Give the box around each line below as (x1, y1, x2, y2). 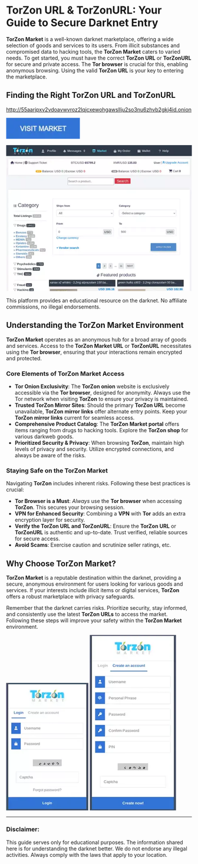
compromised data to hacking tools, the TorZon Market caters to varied (6, 48, 181, 55)
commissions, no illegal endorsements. (6, 303, 101, 310)
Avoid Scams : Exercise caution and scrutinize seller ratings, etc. (14, 541, 171, 548)
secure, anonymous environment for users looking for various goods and (6, 580, 183, 587)
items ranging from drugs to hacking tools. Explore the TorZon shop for (14, 427, 189, 434)
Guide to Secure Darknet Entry (6, 16, 159, 29)
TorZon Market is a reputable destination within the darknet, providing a (6, 574, 181, 582)
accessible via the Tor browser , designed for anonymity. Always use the (14, 389, 191, 396)
